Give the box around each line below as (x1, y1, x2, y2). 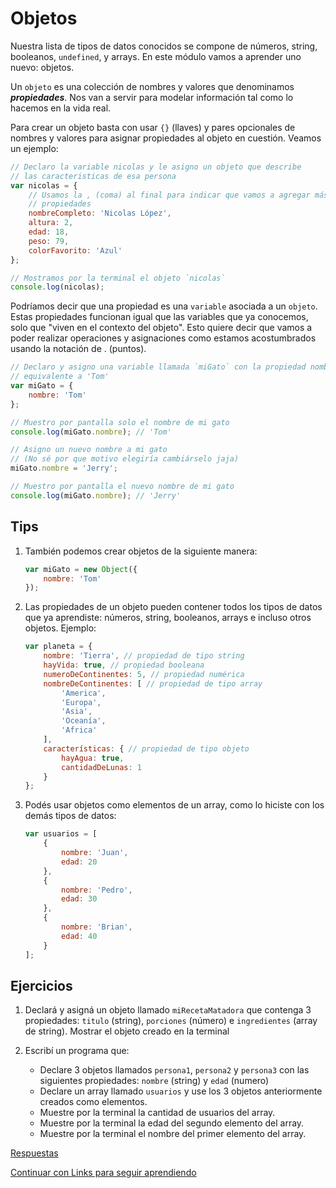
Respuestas (10, 1147, 59, 1159)
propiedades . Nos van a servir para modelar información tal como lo (10, 91, 294, 103)
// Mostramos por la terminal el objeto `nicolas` (10, 273, 226, 283)
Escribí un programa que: (24, 1045, 130, 1057)
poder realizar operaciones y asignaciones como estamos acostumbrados (10, 332, 317, 344)
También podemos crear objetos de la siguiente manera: (24, 545, 258, 557)
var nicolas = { (10, 180, 78, 191)
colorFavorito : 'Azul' (28, 245, 123, 256)
